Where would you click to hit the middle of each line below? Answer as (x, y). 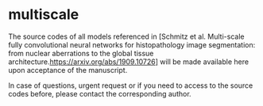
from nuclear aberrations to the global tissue (81, 53)
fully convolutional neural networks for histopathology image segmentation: (132, 44)
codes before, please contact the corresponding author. (100, 93)
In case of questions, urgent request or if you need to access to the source (131, 85)
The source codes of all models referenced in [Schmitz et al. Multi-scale (126, 36)
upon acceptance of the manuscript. (68, 70)
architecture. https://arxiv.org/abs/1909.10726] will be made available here (128, 62)
